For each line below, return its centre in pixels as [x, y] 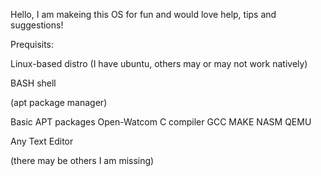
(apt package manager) [59, 102]
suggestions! [37, 25]
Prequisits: [32, 44]
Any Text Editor [42, 141]
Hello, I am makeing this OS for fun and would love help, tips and [143, 14]
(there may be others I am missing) [82, 160]
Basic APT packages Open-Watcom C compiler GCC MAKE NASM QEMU [161, 122]
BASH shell [33, 83]
